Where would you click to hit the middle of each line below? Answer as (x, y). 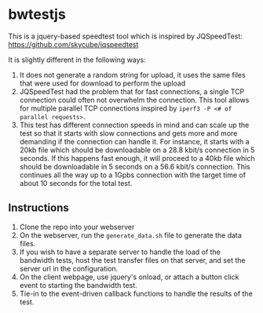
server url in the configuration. (69, 268)
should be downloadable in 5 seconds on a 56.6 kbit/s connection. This (135, 166)
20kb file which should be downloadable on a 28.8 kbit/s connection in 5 (137, 150)
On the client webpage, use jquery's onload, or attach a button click (129, 277)
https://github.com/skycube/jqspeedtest (73, 44)
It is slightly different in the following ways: (77, 60)
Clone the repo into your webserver (77, 227)
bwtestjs (37, 15)
